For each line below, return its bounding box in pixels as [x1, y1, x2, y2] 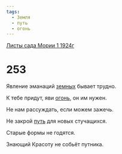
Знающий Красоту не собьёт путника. [6, 141, 103, 148]
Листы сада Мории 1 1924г [6, 42, 75, 49]
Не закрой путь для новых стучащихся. [6, 117, 108, 125]
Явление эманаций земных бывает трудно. [6, 83, 117, 90]
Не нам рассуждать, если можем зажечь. [6, 106, 114, 113]
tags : [6, 8, 20, 15]
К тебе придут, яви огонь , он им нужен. [6, 94, 107, 102]
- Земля [11, 14, 31, 20]
